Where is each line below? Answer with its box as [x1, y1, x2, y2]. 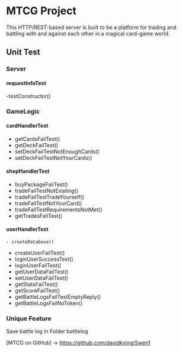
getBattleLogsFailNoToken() [14, 299, 83, 306]
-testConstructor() [6, 93, 51, 100]
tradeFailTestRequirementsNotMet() [14, 206, 103, 213]
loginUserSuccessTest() [14, 256, 74, 263]
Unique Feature [6, 314, 52, 322]
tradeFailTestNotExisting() [14, 187, 79, 194]
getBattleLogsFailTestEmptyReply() [14, 293, 101, 300]
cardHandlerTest [6, 122, 49, 129]
